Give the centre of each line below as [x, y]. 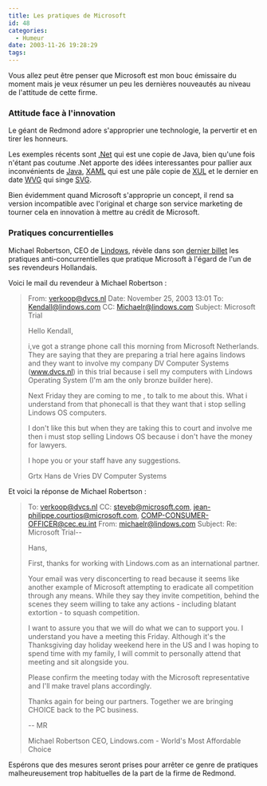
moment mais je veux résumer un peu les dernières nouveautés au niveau [130, 84]
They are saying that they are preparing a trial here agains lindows [136, 354]
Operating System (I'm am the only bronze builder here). [120, 380]
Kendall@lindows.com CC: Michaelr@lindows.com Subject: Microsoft [141, 306]
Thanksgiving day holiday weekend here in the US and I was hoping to [143, 645]
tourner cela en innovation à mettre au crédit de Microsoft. [104, 212]
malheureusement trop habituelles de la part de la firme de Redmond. [122, 773]
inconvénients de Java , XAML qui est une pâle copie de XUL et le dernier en [133, 172]
